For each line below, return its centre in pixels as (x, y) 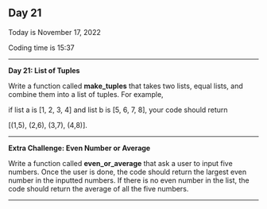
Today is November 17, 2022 (55, 32)
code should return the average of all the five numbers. (99, 188)
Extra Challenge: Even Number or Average (79, 148)
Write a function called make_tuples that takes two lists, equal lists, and (126, 86)
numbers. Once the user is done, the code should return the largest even (128, 172)
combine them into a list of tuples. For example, (86, 94)
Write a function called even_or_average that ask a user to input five (120, 163)
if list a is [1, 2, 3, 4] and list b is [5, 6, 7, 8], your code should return (118, 110)
